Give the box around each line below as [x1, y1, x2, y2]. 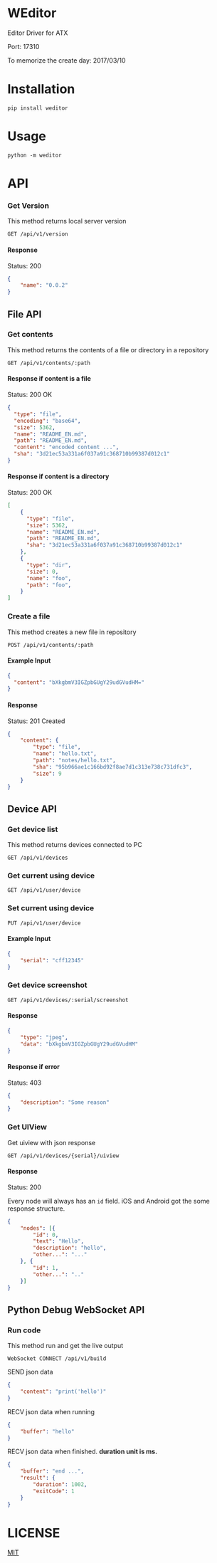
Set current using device [7, 903, 95, 913]
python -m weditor [7, 152, 62, 159]
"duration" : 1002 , [33, 1481, 88, 1488]
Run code [7, 1325, 41, 1335]
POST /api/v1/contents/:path [7, 641, 94, 648]
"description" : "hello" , [33, 1244, 107, 1252]
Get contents [7, 330, 53, 340]
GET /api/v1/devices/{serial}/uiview [7, 1152, 120, 1159]
